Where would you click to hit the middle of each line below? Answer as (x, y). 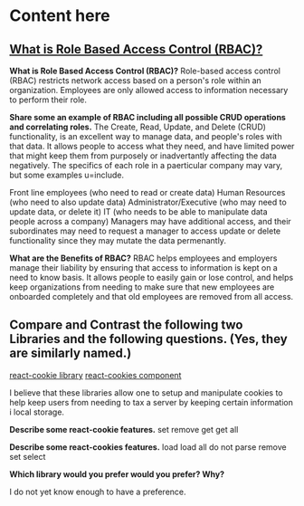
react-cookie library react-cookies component (95, 375)
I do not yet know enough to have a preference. (98, 492)
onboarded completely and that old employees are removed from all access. (152, 296)
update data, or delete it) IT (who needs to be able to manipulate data (139, 212)
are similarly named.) (71, 353)
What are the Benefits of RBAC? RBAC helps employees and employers (143, 258)
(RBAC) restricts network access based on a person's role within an (136, 81)
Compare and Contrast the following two (126, 325)
